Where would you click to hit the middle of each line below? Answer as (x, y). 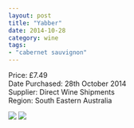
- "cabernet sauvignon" (48, 52)
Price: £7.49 (28, 75)
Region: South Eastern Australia (60, 101)
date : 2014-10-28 (37, 30)
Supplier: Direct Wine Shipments (62, 92)
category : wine (33, 38)
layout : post (30, 16)
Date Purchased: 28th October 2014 (67, 83)
